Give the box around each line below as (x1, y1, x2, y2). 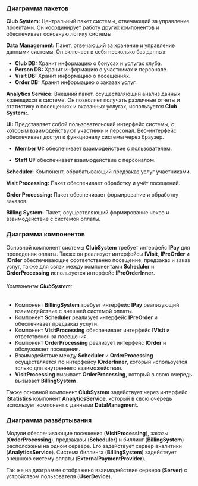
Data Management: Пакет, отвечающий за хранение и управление (6, 42, 175, 49)
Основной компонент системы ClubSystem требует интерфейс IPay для (6, 244, 190, 251)
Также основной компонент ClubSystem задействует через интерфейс (6, 388, 188, 395)
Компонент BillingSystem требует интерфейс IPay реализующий (14, 301, 180, 308)
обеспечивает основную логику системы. (6, 30, 113, 38)
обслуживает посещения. (14, 345, 80, 353)
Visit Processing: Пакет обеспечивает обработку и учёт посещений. (6, 180, 180, 187)
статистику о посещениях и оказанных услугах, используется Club (6, 103, 177, 110)
